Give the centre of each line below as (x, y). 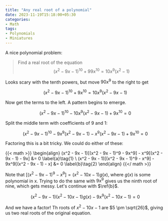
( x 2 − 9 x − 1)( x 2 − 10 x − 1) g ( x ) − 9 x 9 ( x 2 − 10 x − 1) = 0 (85, 197)
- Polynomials (20, 33)
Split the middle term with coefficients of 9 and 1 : (56, 123)
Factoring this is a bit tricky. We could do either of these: (64, 143)
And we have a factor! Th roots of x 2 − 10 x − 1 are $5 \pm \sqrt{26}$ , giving (84, 207)
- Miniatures (19, 39)
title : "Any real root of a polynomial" (49, 10)
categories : (18, 19)
